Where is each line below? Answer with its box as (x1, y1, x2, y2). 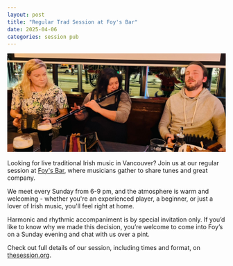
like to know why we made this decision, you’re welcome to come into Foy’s (7, 222, 223, 231)
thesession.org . (7, 251, 52, 259)
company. (7, 174, 36, 182)
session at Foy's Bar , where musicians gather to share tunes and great (7, 166, 208, 174)
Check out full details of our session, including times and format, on (7, 243, 201, 251)
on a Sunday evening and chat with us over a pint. (7, 230, 150, 238)
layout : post (7, 11, 45, 18)
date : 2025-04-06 (7, 26, 58, 33)
